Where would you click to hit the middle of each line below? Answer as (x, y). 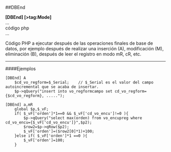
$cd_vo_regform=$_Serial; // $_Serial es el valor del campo (84, 82)
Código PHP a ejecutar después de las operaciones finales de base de (79, 43)
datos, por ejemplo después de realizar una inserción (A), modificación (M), (84, 49)
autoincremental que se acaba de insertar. (52, 87)
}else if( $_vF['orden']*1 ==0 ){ (51, 136)
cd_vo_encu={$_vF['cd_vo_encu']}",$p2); (49, 123)
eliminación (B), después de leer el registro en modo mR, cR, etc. (73, 54)
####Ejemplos (21, 69)
